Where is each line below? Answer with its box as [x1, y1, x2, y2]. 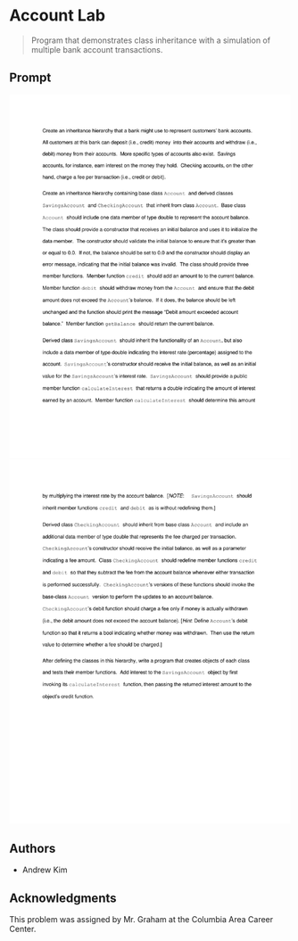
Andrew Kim [21, 864, 68, 875]
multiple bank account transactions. [30, 44, 163, 54]
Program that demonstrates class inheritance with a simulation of [30, 35, 270, 45]
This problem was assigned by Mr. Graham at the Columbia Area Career [9, 914, 274, 925]
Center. [9, 924, 37, 935]
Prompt [9, 70, 52, 86]
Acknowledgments [9, 890, 118, 905]
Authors [9, 841, 56, 856]
